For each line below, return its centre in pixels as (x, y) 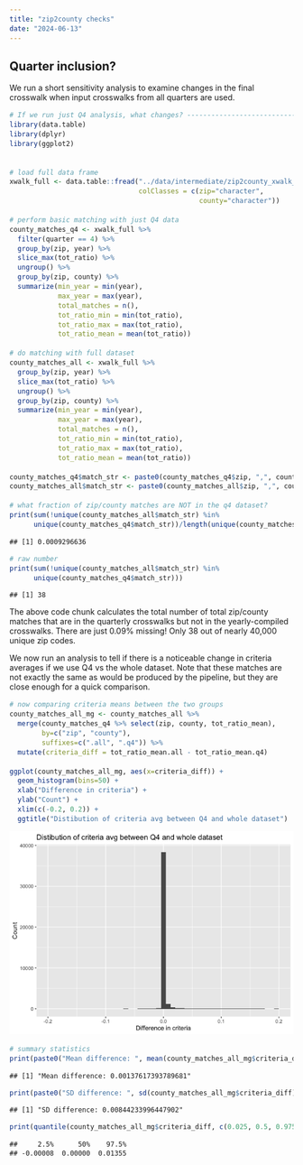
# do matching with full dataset (72, 353)
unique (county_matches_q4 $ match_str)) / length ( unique (134, 524)
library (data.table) (48, 125)
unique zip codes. (43, 641)
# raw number (34, 559)
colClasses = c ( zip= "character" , (201, 191)
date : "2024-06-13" (46, 28)
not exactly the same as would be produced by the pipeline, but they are (144, 678)
